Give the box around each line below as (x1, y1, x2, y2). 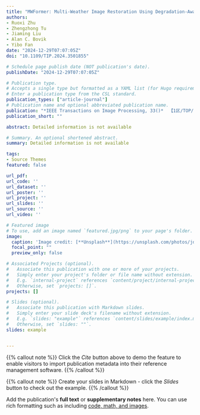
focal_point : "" (11, 245, 52, 251)
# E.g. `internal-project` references (6, 277, 108, 283)
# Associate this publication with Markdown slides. (6, 305, 145, 311)
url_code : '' (6, 178, 39, 185)
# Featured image (6, 222, 49, 228)
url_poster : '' (6, 189, 44, 195)
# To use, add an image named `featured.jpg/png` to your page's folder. (6, 227, 193, 234)
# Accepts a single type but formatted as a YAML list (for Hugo (6, 86, 171, 92)
